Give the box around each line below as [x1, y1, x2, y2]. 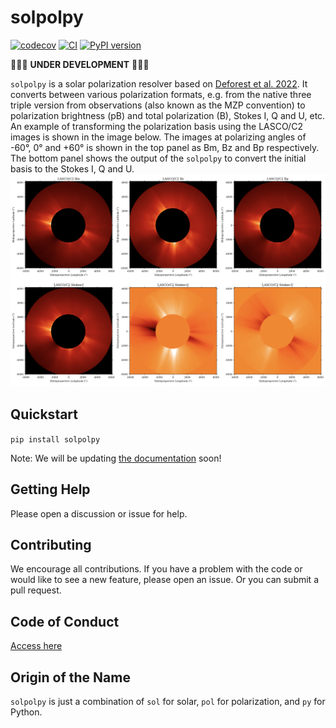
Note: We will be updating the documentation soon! [10, 452, 222, 464]
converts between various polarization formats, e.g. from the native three [10, 88, 312, 100]
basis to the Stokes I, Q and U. [10, 162, 135, 175]
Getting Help [10, 481, 91, 498]
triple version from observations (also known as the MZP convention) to [10, 99, 306, 111]
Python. [10, 706, 43, 718]
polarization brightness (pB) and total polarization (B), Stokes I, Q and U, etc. [10, 109, 326, 121]
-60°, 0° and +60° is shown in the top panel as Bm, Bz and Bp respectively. [10, 141, 320, 153]
